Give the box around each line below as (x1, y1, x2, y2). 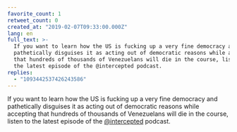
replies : (7, 69, 33, 76)
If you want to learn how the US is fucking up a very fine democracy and (7, 95, 218, 103)
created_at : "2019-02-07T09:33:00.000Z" (7, 23, 128, 30)
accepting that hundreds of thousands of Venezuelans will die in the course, (7, 110, 229, 118)
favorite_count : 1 (7, 10, 61, 18)
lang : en (7, 29, 33, 37)
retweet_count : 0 (7, 17, 59, 24)
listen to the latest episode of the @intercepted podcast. (7, 117, 171, 126)
